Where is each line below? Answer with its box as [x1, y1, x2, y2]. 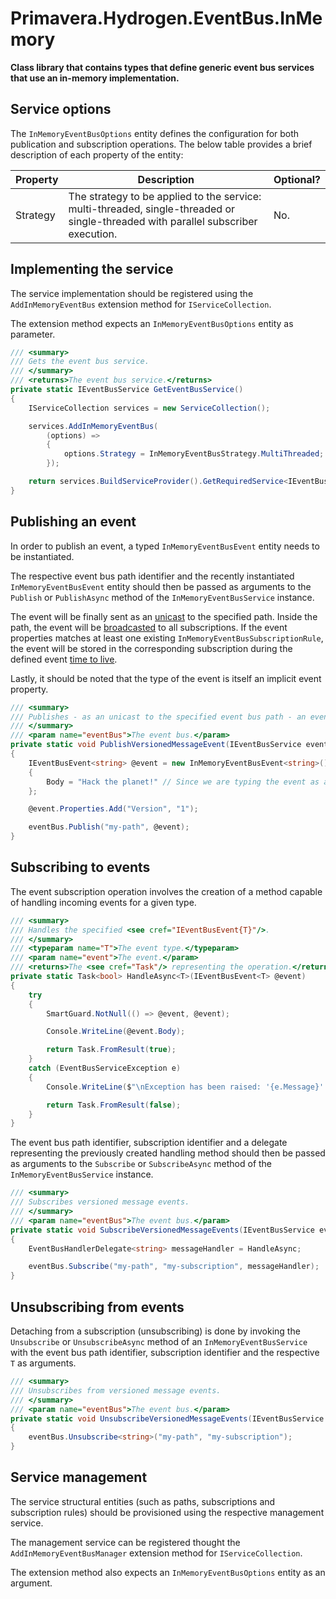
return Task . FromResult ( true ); [46, 1045, 177, 1055]
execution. [68, 227, 118, 241]
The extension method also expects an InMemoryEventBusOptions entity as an [10, 1566, 326, 1578]
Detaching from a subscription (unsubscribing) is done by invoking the [10, 1325, 301, 1337]
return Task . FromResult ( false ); [46, 1100, 182, 1110]
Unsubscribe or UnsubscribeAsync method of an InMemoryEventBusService [10, 1336, 308, 1347]
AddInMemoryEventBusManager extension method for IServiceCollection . [10, 1547, 303, 1559]
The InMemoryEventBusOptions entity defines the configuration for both [10, 127, 300, 139]
